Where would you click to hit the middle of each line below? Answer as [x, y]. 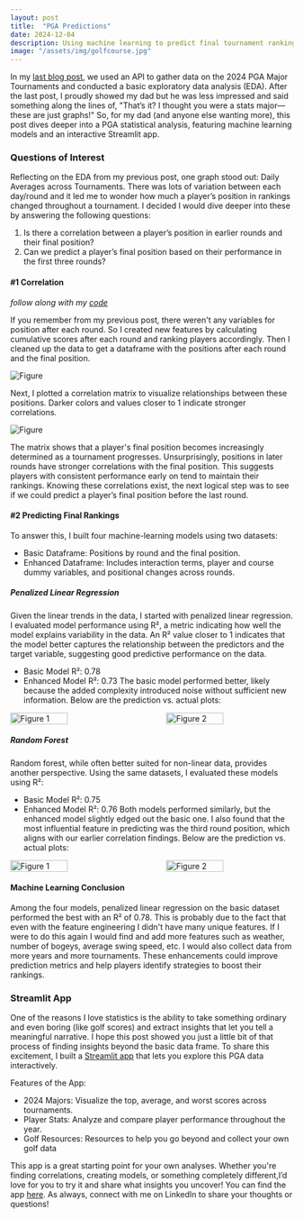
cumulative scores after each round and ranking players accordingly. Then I [150, 339]
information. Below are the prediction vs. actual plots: [122, 700]
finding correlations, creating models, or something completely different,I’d [149, 1176]
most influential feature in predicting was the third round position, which [156, 828]
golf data [40, 1149]
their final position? [58, 242]
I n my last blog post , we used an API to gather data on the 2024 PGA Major [149, 77]
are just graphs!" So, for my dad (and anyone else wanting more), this [161, 115]
